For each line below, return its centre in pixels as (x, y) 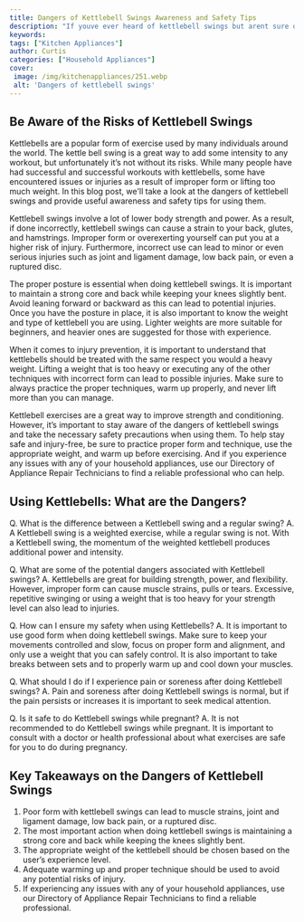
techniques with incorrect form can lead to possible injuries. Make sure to (147, 379)
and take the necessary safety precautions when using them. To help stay (147, 434)
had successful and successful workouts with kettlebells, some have (137, 172)
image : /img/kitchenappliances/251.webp (90, 77)
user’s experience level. (66, 860)
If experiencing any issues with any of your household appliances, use (153, 889)
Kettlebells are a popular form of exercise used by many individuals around (149, 143)
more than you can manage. (62, 398)
